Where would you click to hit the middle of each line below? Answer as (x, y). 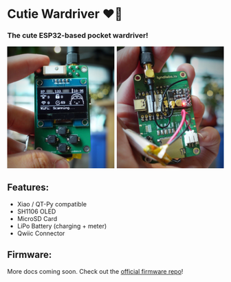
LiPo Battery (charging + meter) (62, 226)
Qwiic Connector (41, 233)
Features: (28, 188)
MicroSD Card (37, 218)
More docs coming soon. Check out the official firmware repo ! (95, 271)
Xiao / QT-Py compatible (52, 204)
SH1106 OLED (36, 211)
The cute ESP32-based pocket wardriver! (78, 36)
